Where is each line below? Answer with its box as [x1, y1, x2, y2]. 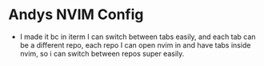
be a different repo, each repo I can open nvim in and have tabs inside [19, 40, 251, 49]
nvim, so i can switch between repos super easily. [19, 49, 185, 58]
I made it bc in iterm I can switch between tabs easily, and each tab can [19, 32, 256, 41]
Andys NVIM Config [8, 6, 144, 24]
